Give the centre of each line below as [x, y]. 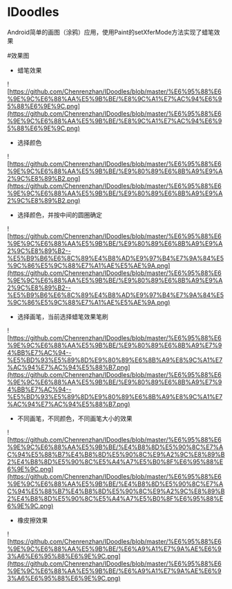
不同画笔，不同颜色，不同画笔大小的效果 [75, 418]
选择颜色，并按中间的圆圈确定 [59, 215]
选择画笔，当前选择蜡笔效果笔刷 [62, 317]
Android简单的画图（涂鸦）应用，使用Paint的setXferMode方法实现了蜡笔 [110, 32]
